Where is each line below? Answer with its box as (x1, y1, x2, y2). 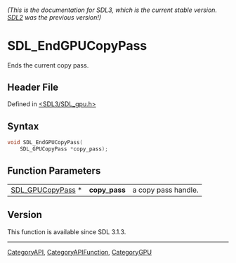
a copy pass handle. (132, 185, 199, 195)
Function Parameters (7, 165, 101, 177)
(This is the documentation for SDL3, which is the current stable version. (7, 6, 218, 14)
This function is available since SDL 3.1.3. (7, 227, 126, 236)
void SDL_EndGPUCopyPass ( (7, 139, 83, 146)
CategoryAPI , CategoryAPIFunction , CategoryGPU (7, 248, 152, 256)
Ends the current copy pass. (7, 60, 89, 70)
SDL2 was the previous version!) (7, 13, 102, 21)
